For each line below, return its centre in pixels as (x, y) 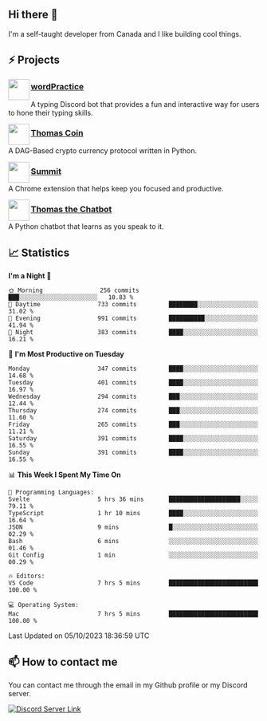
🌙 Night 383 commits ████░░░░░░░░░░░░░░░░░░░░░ (133, 333)
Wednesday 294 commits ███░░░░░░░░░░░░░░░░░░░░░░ (133, 397)
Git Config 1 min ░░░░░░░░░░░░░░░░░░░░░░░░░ (133, 555)
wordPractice (57, 87)
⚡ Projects (34, 60)
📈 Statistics (39, 252)
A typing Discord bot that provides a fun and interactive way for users (145, 104)
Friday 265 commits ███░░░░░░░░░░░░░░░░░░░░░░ (133, 425)
